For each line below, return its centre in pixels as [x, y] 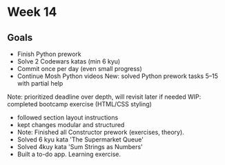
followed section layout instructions [68, 117]
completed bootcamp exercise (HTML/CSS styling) [79, 104]
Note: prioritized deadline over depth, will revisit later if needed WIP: [104, 97]
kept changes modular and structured [71, 125]
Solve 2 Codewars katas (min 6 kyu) [69, 61]
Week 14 [32, 12]
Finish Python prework [49, 54]
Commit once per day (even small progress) [80, 69]
